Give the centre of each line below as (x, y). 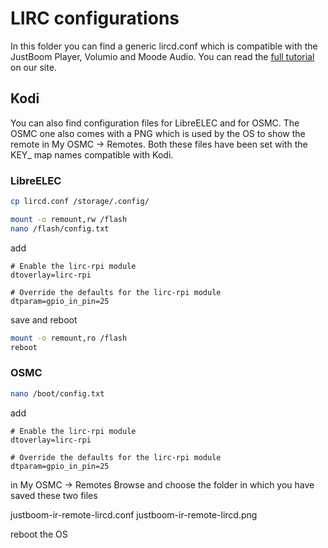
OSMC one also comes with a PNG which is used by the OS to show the (158, 133)
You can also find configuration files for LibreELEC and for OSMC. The (155, 123)
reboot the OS (39, 534)
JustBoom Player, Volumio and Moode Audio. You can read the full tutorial (162, 56)
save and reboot (44, 319)
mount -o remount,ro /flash (69, 338)
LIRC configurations (95, 18)
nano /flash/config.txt (60, 228)
